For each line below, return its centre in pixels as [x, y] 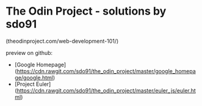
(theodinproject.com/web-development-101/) [62, 41]
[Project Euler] [33, 84]
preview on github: [29, 52]
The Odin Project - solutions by [86, 11]
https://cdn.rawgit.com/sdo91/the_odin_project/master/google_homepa [106, 71]
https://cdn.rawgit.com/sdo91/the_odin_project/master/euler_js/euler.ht [106, 90]
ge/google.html [34, 77]
